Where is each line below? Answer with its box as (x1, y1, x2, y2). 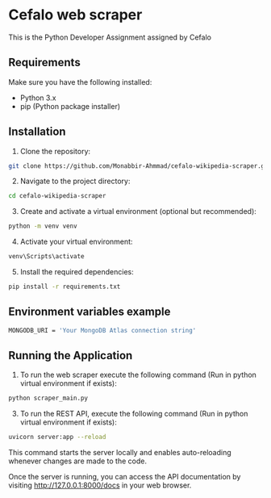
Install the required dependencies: (19, 267, 135, 277)
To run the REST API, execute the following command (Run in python (19, 409, 248, 419)
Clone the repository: (19, 146, 91, 156)
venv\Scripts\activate (8, 253, 85, 261)
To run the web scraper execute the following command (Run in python (19, 370, 256, 380)
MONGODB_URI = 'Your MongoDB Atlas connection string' (8, 326, 197, 334)
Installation (8, 125, 66, 139)
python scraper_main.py (8, 394, 89, 403)
